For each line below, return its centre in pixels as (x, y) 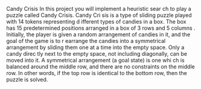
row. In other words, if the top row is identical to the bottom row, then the (97, 73)
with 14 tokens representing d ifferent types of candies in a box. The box (96, 21)
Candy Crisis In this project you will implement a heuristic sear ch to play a (99, 9)
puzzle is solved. (27, 79)
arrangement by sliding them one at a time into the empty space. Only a (95, 47)
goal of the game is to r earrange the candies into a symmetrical (86, 41)
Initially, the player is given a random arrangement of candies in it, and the (98, 35)
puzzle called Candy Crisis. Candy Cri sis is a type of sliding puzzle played (99, 15)
